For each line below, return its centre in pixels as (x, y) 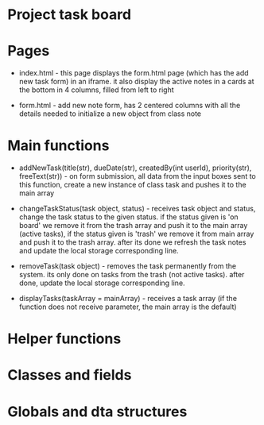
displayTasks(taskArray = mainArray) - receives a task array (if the (128, 299)
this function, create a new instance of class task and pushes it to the (133, 185)
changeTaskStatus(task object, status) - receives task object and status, (137, 209)
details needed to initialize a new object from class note (110, 114)
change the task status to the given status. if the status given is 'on (129, 217)
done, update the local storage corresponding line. (102, 283)
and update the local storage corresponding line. (99, 251)
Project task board (70, 15)
